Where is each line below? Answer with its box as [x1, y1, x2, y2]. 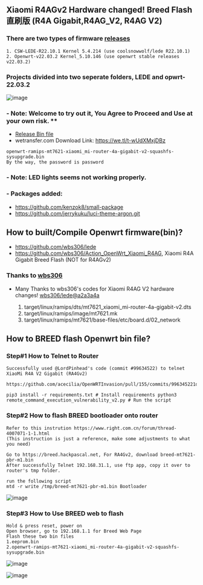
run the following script [6, 478, 71, 484]
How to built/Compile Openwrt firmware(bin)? [6, 227, 183, 237]
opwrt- [164, 73, 185, 81]
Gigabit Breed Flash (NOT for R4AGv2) [14, 256, 112, 263]
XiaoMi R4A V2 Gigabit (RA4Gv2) [6, 371, 88, 377]
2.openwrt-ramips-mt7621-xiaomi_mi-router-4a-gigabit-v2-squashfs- [6, 544, 180, 550]
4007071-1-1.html [6, 430, 50, 437]
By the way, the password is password [6, 159, 104, 165]
